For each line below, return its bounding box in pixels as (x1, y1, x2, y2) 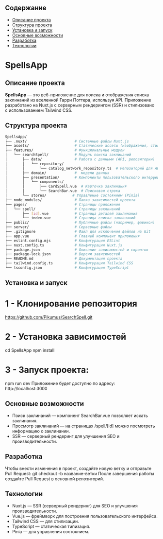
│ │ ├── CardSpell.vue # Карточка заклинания (5, 184, 127, 189)
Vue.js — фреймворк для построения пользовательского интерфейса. (12, 513, 158, 519)
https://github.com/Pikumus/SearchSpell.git (5, 314, 93, 320)
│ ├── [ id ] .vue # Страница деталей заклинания (5, 211, 138, 216)
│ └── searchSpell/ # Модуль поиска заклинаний (5, 153, 131, 157)
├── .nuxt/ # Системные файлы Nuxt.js (5, 139, 130, 144)
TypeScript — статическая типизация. (12, 523, 91, 529)
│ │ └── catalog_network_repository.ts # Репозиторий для (5, 166, 153, 171)
